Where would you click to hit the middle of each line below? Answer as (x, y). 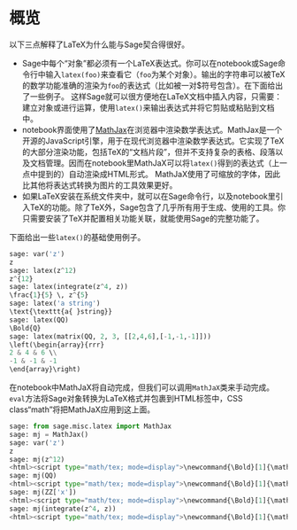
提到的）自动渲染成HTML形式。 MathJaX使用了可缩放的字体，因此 (159, 174)
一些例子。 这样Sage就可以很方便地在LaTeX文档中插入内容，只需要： (156, 96)
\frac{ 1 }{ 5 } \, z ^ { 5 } (49, 295)
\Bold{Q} (25, 328)
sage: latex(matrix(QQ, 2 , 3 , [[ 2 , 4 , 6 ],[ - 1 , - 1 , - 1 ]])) (110, 336)
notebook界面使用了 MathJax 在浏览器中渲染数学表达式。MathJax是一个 (152, 129)
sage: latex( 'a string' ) (55, 304)
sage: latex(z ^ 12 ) (43, 270)
